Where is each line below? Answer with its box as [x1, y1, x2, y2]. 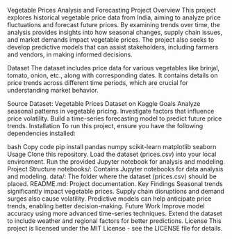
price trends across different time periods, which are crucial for [7, 79, 189, 86]
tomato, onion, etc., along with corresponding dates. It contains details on [7, 71, 218, 79]
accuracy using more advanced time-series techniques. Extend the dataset [7, 209, 222, 217]
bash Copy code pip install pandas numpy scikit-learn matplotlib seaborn [7, 143, 217, 151]
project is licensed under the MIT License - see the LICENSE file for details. [7, 224, 223, 232]
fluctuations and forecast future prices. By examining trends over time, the [7, 21, 220, 29]
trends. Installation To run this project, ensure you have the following [7, 122, 204, 130]
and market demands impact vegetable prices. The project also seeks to [7, 36, 215, 44]
